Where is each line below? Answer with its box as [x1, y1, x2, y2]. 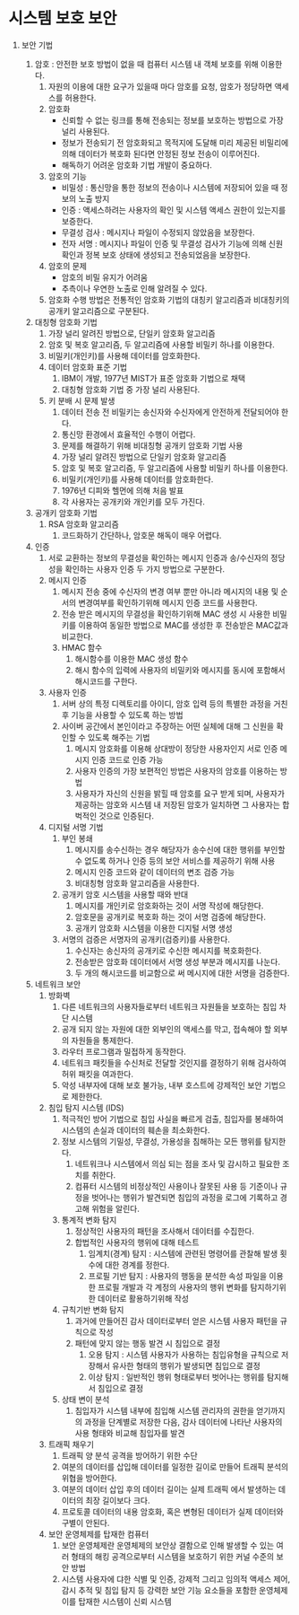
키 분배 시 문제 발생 [47, 395, 115, 406]
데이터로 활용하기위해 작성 [97, 1293, 190, 1303]
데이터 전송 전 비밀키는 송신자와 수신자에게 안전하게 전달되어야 [61, 406, 279, 417]
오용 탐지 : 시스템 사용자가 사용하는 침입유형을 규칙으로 [88, 1348, 279, 1360]
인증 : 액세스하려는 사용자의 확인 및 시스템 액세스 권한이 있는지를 [61, 204, 286, 215]
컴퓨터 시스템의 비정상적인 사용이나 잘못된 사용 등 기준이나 [74, 1181, 278, 1191]
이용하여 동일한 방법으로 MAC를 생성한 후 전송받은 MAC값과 [78, 619, 288, 630]
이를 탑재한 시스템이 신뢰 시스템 [61, 1595, 172, 1607]
